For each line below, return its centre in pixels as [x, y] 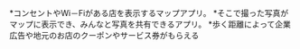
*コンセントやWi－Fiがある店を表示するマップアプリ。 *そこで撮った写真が [149, 13]
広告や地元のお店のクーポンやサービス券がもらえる [104, 35]
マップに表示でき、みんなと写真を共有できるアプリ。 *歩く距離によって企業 [150, 24]
